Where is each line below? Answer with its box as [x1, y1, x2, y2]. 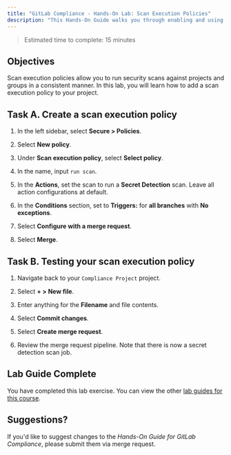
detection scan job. [17, 348, 72, 356]
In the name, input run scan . [17, 167, 97, 176]
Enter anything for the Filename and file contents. [17, 300, 159, 308]
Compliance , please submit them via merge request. [7, 440, 156, 448]
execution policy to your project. [7, 89, 99, 97]
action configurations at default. [17, 188, 108, 196]
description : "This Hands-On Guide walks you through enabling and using [7, 17, 224, 24]
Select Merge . [17, 236, 58, 244]
